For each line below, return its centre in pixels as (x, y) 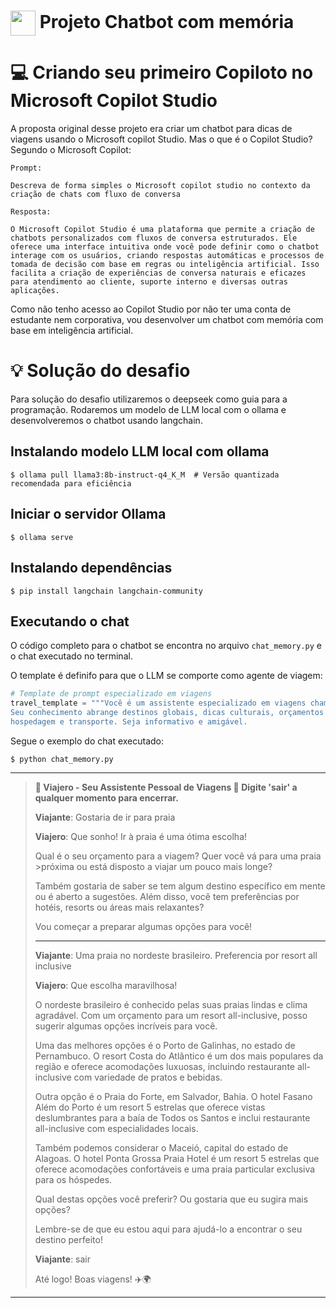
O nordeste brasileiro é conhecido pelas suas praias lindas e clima (171, 1004)
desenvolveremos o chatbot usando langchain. (106, 421)
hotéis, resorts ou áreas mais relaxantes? (119, 907)
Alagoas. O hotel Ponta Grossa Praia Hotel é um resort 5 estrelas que (177, 1158)
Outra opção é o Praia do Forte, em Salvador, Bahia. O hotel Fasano (173, 1096)
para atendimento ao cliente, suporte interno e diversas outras (149, 282)
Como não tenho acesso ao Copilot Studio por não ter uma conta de (151, 309)
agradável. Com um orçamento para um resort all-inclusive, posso (171, 1015)
